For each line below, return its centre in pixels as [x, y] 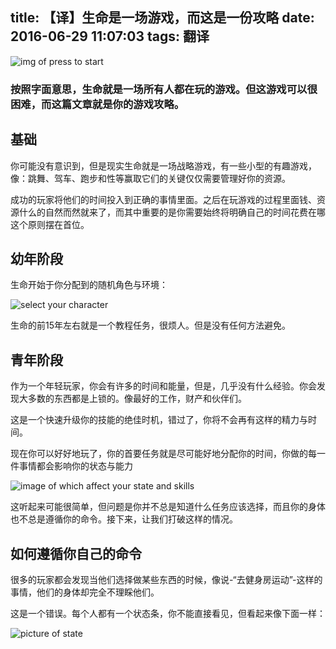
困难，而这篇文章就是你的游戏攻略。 [97, 104]
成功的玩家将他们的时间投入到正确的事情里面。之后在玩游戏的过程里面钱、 [163, 199]
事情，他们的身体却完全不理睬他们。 [85, 592]
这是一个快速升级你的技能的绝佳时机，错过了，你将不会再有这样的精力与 [159, 420]
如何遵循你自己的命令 [76, 553]
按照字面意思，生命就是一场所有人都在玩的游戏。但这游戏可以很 [164, 89]
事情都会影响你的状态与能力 [75, 466]
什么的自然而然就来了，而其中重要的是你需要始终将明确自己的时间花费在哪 [172, 212]
